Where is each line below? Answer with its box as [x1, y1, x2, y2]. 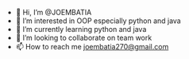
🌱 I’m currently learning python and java [15, 25, 147, 33]
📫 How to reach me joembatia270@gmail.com [15, 42, 169, 51]
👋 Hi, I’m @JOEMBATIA [15, 8, 92, 17]
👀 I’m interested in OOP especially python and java [15, 16, 181, 26]
